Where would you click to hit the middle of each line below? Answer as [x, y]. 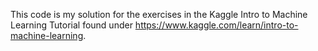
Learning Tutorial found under [71, 25]
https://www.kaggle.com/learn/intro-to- [216, 25]
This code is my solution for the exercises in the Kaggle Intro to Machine [159, 14]
